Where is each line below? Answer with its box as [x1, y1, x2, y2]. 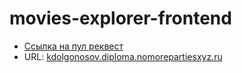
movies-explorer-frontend [9, 7, 232, 30]
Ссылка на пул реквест [23, 40, 124, 52]
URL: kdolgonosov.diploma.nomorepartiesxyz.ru [23, 50, 223, 62]
